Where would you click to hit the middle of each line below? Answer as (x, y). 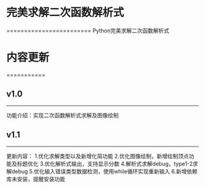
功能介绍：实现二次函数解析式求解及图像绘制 (63, 115)
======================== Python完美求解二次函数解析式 (88, 31)
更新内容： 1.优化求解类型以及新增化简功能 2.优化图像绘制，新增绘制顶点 (98, 156)
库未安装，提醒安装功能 (36, 179)
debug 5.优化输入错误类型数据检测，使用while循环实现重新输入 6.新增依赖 (104, 171)
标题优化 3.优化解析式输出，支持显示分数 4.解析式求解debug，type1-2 (105, 164)
